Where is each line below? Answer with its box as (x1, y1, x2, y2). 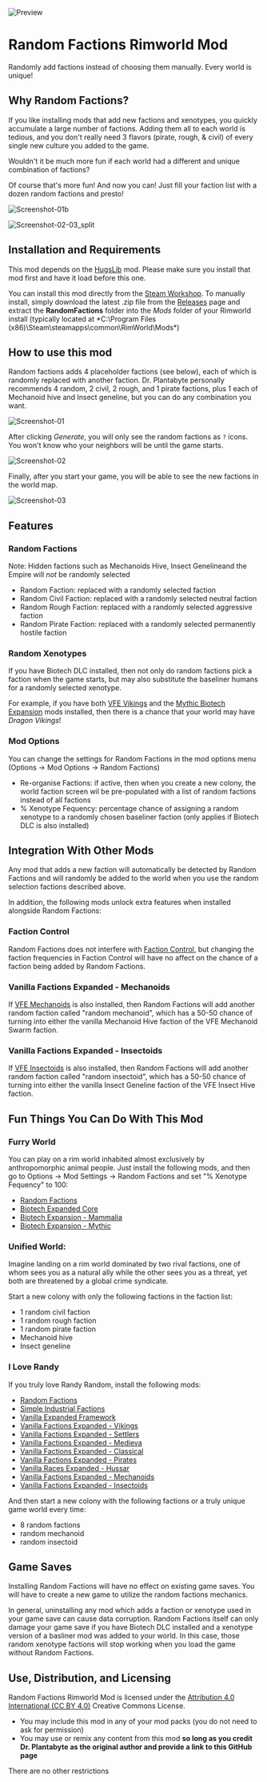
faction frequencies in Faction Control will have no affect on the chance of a (8, 952, 258, 962)
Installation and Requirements (8, 243, 161, 257)
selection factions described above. (8, 882, 126, 891)
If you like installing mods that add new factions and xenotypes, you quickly (8, 115, 258, 124)
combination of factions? (8, 164, 90, 174)
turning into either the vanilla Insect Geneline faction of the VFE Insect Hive (8, 1081, 256, 1090)
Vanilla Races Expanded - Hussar (19, 1463, 130, 1473)
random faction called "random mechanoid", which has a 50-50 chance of (8, 1008, 253, 1018)
